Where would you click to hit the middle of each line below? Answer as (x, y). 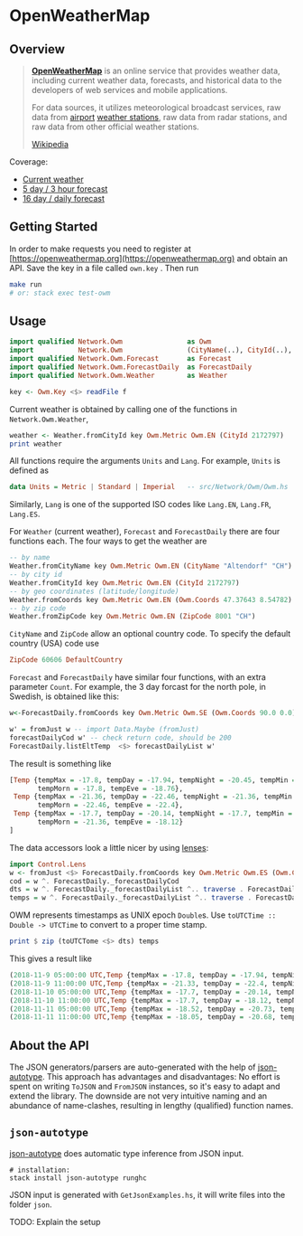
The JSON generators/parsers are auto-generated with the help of (133, 1067)
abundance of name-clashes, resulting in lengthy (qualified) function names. (151, 1106)
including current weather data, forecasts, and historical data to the (156, 80)
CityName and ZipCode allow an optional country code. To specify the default (150, 634)
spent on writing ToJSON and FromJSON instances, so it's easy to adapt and (145, 1087)
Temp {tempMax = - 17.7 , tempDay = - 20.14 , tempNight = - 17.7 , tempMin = (153, 814)
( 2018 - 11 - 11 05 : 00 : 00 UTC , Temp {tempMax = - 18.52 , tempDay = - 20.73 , (143, 1009)
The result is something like (60, 763)
